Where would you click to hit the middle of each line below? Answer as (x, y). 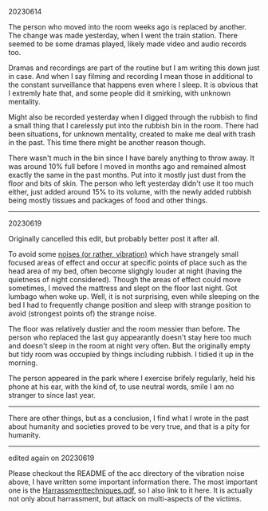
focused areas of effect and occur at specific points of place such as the (128, 263)
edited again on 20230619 (51, 458)
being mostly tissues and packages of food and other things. (108, 200)
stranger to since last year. (52, 395)
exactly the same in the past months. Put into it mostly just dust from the (127, 175)
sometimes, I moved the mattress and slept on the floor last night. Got (123, 288)
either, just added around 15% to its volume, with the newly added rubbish (130, 192)
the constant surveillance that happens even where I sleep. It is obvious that (133, 85)
